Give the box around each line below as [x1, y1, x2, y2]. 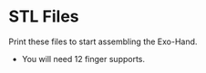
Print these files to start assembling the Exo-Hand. [8, 36, 198, 47]
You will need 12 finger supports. [21, 53, 146, 64]
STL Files [8, 6, 79, 27]
